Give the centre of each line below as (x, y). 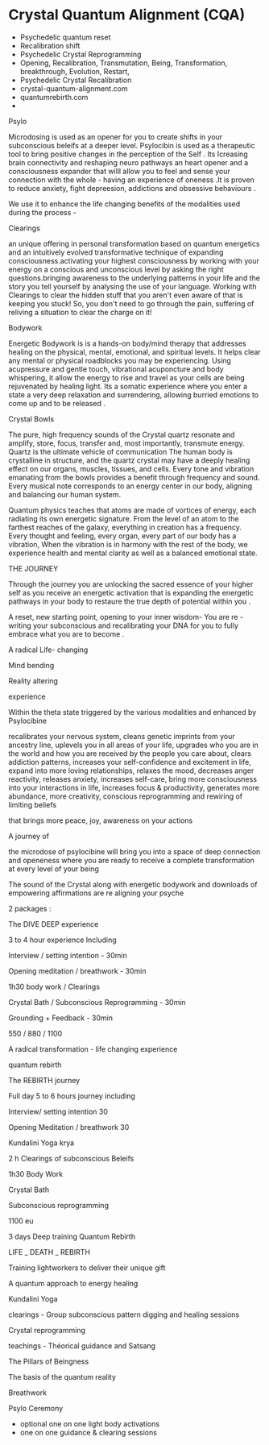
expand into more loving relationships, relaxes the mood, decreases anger (131, 770)
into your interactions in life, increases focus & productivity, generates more (134, 787)
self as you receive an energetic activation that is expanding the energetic (131, 592)
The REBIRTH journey (44, 1080)
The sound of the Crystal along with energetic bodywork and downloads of (133, 884)
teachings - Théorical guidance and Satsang (82, 1345)
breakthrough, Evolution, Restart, (75, 71)
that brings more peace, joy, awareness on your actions (101, 820)
